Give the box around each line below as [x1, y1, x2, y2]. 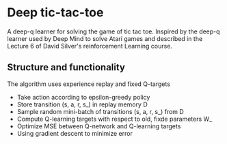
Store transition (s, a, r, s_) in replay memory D [16, 100, 148, 109]
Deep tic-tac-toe [7, 5, 104, 20]
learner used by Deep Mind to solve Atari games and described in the [7, 34, 203, 42]
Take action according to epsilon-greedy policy [16, 93, 150, 101]
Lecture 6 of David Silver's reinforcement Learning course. [7, 42, 173, 50]
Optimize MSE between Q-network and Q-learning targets [16, 121, 181, 130]
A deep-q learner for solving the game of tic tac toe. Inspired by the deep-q [7, 27, 220, 35]
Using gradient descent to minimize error [16, 129, 133, 137]
